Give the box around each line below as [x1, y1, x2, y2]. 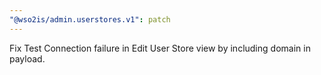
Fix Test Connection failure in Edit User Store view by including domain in [9, 42, 311, 54]
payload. [9, 52, 46, 65]
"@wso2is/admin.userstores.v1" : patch [9, 14, 171, 25]
